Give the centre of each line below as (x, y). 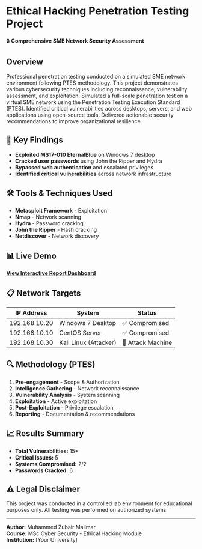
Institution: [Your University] (42, 540)
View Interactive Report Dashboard (51, 273)
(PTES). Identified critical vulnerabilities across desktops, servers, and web (99, 108)
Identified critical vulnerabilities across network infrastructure (93, 174)
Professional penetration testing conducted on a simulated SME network (96, 76)
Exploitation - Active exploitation (56, 401)
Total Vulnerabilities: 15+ (47, 451)
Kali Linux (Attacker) (88, 342)
